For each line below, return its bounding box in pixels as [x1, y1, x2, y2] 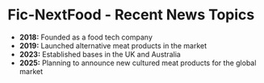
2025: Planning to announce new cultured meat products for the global [19, 58, 257, 68]
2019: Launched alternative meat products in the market [19, 40, 207, 50]
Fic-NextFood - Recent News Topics [7, 6, 255, 24]
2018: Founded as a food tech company [19, 32, 153, 42]
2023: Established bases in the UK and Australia [19, 49, 181, 59]
